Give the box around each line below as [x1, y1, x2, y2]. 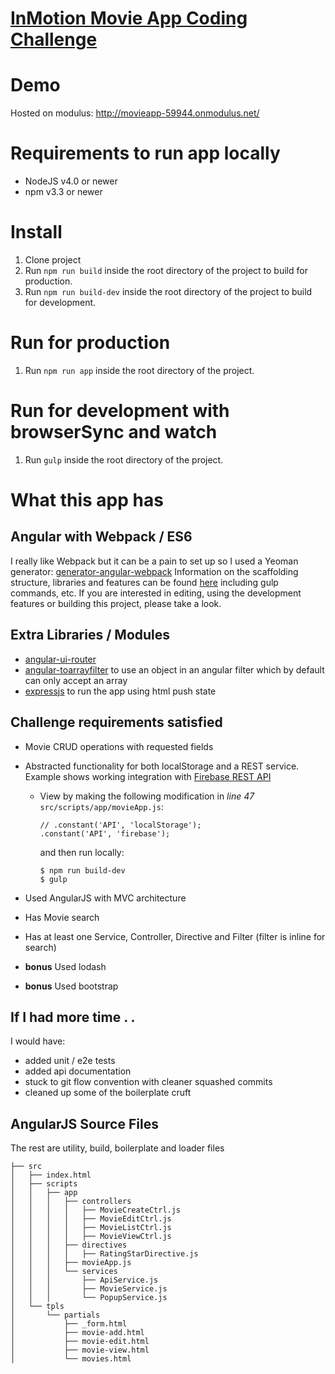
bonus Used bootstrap [24, 980, 119, 992]
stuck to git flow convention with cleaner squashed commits [24, 1076, 273, 1088]
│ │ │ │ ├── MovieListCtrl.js [10, 1223, 172, 1233]
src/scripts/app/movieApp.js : [39, 800, 164, 812]
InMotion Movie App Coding [10, 7, 248, 30]
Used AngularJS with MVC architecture [24, 892, 187, 904]
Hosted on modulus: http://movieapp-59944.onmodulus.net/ [10, 107, 260, 119]
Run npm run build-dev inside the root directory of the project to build [24, 286, 313, 297]
